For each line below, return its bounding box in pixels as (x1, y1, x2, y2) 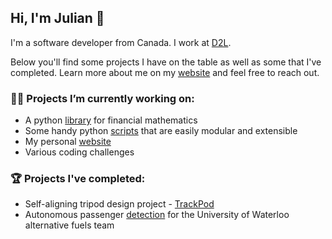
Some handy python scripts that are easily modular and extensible (24, 125, 298, 137)
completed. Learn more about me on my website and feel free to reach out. (10, 66, 320, 78)
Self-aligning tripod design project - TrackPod (24, 198, 215, 210)
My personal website (24, 136, 112, 148)
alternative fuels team (24, 219, 115, 231)
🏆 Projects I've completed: (10, 172, 146, 186)
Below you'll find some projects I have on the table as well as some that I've (10, 56, 322, 68)
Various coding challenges (24, 146, 135, 158)
